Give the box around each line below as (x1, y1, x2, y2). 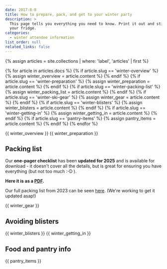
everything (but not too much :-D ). (5, 168, 77, 174)
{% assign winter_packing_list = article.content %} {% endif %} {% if (5, 89, 147, 95)
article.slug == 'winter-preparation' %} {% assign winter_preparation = (5, 78, 150, 84)
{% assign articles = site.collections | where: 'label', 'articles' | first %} (5, 58, 149, 64)
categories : (5, 30, 30, 35)
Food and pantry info (5, 245, 71, 253)
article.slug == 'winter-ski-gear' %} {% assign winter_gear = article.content (5, 94, 160, 100)
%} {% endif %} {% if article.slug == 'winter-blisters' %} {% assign (5, 99, 143, 105)
